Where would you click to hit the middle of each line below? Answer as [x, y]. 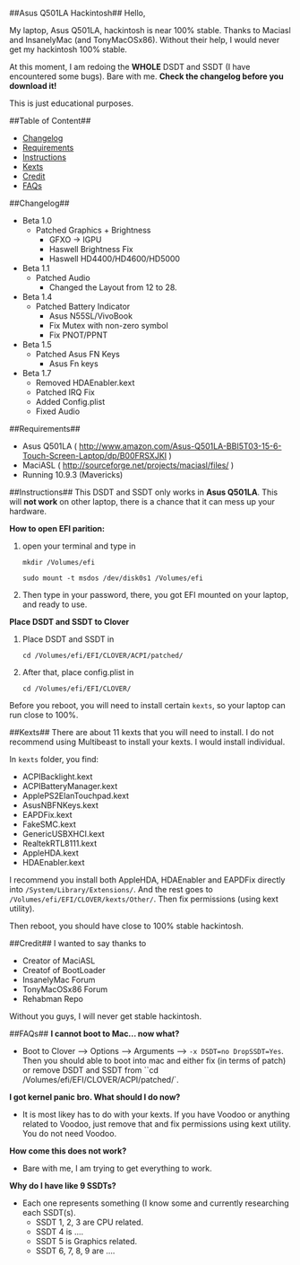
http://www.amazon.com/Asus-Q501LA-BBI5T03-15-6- [180, 446]
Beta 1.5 [37, 344]
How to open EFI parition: [57, 528]
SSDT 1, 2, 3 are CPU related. [90, 1222]
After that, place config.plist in [78, 672]
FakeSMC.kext [49, 824]
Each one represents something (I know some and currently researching [155, 1203]
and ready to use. [55, 604]
